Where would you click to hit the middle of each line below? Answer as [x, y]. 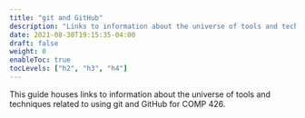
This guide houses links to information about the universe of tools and [140, 94]
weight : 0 [28, 52]
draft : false [34, 43]
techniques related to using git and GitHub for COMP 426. [118, 103]
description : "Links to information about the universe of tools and [144, 26]
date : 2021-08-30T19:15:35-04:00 [73, 34]
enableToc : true [40, 60]
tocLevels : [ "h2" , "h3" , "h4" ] [69, 69]
